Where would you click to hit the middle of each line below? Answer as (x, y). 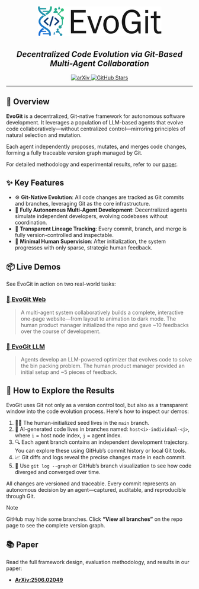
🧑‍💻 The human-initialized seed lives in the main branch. (82, 422)
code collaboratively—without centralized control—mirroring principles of (96, 129)
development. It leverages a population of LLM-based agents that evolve (95, 122)
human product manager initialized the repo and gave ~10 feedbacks (105, 325)
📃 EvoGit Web (26, 299)
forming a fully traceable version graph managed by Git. (74, 153)
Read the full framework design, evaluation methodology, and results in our (98, 562)
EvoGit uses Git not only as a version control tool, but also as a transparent (97, 405)
